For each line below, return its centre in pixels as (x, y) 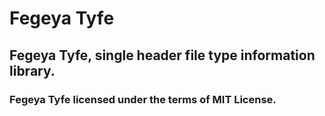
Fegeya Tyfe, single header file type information (162, 55)
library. (32, 70)
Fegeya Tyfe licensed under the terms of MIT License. (143, 99)
